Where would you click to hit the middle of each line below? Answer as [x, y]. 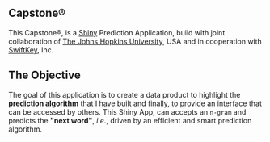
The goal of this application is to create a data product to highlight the [124, 94]
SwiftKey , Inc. [31, 50]
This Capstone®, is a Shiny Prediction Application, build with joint [117, 32]
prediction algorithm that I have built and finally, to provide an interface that [135, 103]
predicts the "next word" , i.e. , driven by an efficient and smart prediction [130, 120]
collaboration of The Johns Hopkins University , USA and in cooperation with [135, 41]
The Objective [44, 75]
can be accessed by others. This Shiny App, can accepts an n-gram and [127, 111]
